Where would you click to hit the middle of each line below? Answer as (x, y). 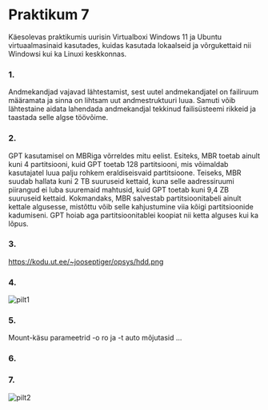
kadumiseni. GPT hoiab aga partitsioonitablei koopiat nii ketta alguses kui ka (133, 215)
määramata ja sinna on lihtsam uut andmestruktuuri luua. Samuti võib (122, 101)
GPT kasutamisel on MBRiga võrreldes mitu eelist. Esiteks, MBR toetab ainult (134, 155)
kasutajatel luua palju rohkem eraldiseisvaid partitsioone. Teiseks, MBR (125, 173)
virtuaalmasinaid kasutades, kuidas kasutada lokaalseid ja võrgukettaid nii (130, 45)
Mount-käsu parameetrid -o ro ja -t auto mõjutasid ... (95, 338)
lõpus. (19, 223)
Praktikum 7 (49, 15)
